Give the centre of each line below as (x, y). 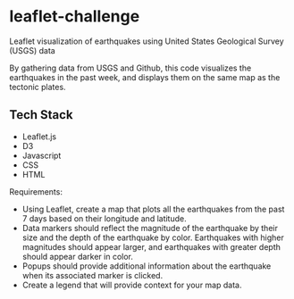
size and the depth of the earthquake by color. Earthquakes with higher (153, 237)
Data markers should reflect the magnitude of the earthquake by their (150, 228)
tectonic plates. (38, 87)
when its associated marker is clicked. (92, 275)
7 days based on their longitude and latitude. (104, 218)
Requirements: (36, 191)
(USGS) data (32, 50)
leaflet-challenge (75, 17)
